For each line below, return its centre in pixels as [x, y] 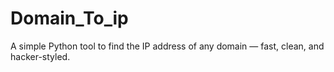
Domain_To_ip [69, 18]
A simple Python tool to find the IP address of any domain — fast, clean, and [167, 46]
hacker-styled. [40, 56]
